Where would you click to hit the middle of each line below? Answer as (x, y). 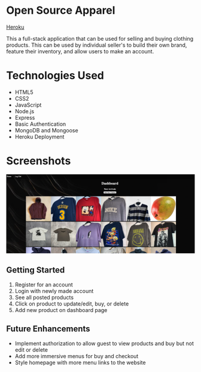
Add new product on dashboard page (61, 310)
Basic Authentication (40, 124)
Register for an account (44, 285)
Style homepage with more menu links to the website (80, 362)
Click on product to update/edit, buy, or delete (72, 304)
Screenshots (39, 161)
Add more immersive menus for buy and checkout (77, 356)
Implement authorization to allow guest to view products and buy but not (104, 343)
